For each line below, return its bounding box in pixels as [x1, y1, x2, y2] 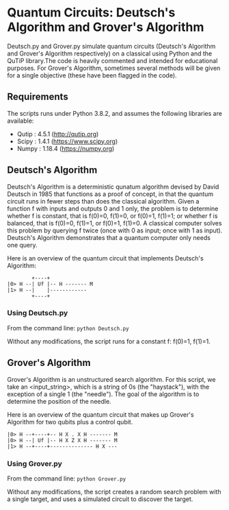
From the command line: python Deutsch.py [7, 324, 129, 332]
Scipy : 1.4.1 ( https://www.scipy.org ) [16, 137, 118, 145]
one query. [7, 241, 38, 249]
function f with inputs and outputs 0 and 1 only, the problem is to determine [7, 204, 219, 212]
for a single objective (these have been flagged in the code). [7, 71, 177, 80]
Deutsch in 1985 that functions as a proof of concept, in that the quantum [7, 190, 214, 198]
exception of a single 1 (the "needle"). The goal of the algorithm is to [7, 389, 200, 398]
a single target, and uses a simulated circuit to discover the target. [7, 495, 193, 503]
